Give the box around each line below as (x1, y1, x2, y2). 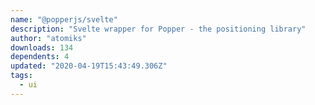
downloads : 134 (10, 42, 74, 53)
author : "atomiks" (10, 33, 87, 43)
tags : (10, 71, 33, 81)
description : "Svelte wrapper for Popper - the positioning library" (10, 24, 307, 34)
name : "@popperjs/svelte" (10, 14, 118, 25)
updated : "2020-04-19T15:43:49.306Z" (10, 61, 168, 71)
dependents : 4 (10, 52, 70, 62)
